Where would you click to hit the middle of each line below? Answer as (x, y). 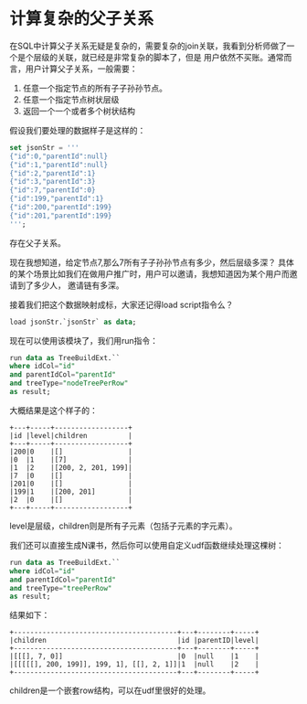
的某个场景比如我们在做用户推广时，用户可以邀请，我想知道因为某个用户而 (149, 273)
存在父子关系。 (37, 242)
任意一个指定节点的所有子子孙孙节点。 (95, 88)
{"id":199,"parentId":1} (57, 199)
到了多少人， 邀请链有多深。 (70, 285)
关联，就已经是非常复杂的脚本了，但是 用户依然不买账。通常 (170, 57)
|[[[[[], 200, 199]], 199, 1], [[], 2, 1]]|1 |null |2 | (134, 665)
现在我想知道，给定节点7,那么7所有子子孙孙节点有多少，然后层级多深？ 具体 (152, 262)
